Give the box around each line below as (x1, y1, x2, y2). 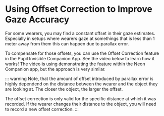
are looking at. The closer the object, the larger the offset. (5, 86, 123, 92)
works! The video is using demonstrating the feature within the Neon (5, 61, 145, 67)
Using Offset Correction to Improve (5, 3, 153, 15)
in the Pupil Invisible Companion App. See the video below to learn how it (5, 55, 155, 61)
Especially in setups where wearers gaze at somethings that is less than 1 (5, 36, 155, 41)
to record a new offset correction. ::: (5, 106, 79, 112)
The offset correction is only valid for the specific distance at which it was (5, 95, 156, 102)
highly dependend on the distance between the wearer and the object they (5, 80, 158, 87)
